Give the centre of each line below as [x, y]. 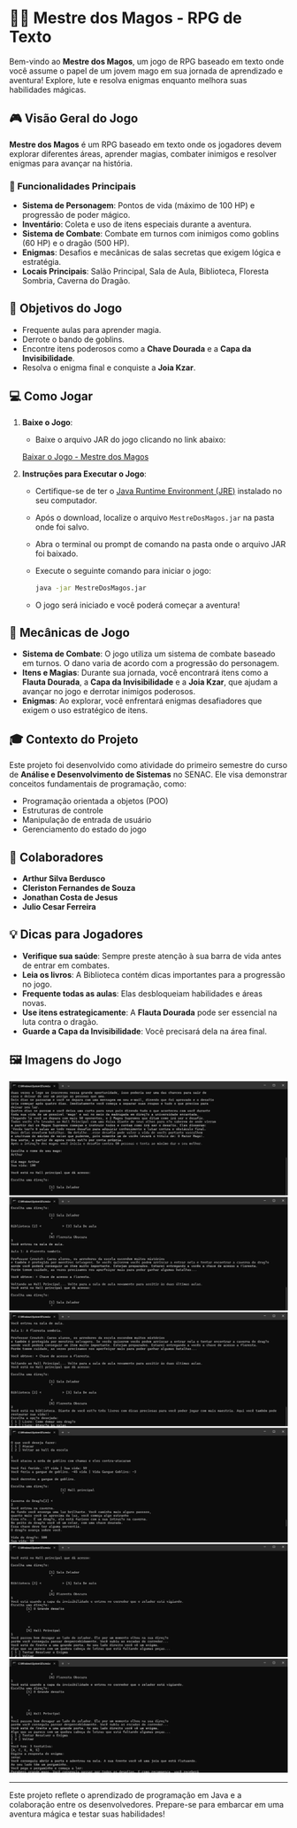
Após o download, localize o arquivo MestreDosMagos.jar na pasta [155, 517]
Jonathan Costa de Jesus [70, 897]
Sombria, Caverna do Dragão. [76, 281]
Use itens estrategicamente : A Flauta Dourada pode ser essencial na [149, 1012]
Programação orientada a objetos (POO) [95, 802]
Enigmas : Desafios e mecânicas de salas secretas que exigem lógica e [151, 252]
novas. [34, 1003]
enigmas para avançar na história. [71, 163]
